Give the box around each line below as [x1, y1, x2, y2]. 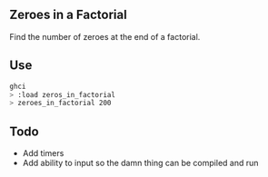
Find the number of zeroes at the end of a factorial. [9, 31, 201, 42]
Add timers [22, 148, 65, 159]
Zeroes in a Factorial [9, 7, 127, 23]
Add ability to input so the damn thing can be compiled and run [22, 158, 259, 169]
